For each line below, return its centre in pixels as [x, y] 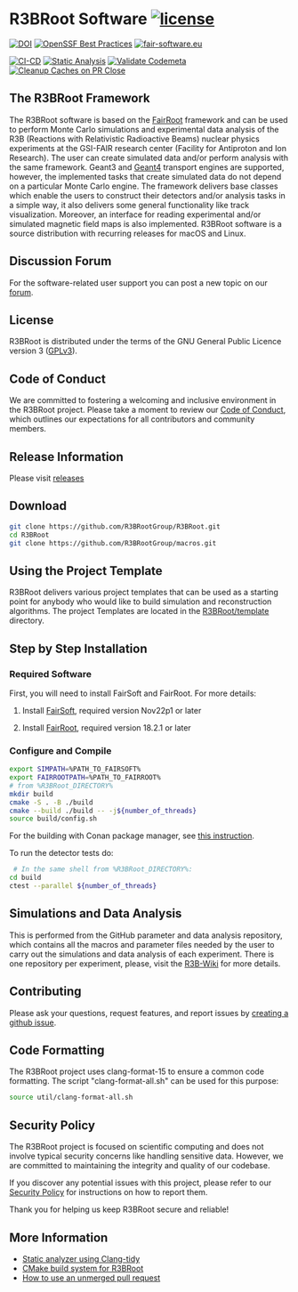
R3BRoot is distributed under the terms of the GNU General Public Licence [145, 342]
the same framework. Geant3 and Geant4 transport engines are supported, [147, 167]
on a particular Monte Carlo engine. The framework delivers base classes [144, 186]
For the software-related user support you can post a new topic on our [139, 283]
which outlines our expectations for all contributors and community [132, 419]
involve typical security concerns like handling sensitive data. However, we [146, 1156]
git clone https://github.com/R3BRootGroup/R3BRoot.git [115, 526]
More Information [59, 1237]
